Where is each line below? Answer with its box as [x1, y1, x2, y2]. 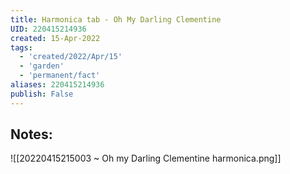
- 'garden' [19, 61, 65, 71]
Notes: [10, 126, 53, 143]
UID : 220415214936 [10, 24, 87, 34]
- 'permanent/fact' [19, 71, 101, 81]
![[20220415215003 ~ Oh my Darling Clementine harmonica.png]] [10, 152, 282, 165]
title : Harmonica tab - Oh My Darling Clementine [10, 14, 222, 25]
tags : [10, 42, 33, 53]
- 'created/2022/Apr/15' [19, 52, 123, 62]
